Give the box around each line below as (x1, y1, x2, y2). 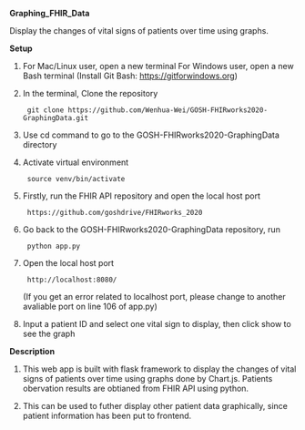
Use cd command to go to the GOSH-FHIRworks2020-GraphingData (22, 129, 280, 140)
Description (9, 346, 56, 356)
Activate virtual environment (22, 157, 129, 168)
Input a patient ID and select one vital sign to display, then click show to (22, 319, 291, 329)
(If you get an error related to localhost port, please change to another (22, 292, 287, 302)
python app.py (26, 241, 81, 251)
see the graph (22, 328, 76, 339)
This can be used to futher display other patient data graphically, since (22, 401, 289, 411)
